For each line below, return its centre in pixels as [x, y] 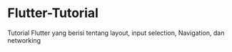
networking [24, 40]
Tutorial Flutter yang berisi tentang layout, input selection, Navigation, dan [116, 33]
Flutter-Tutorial [53, 13]
